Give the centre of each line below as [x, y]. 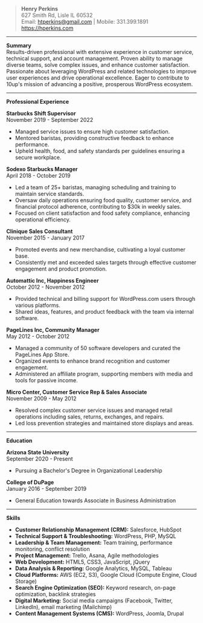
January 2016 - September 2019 [46, 489]
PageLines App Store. [42, 355]
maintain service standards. [50, 194]
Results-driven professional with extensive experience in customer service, [100, 52]
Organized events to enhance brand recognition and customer [92, 361]
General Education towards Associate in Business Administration [95, 500]
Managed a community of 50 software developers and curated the [98, 348]
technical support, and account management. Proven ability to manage [95, 58]
